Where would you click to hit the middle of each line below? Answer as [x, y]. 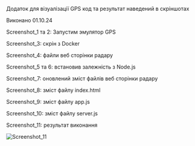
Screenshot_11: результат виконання [52, 125]
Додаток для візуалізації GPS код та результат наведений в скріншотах [98, 9]
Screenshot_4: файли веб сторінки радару [60, 55]
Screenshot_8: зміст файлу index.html [53, 90]
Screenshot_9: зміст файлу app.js [48, 102]
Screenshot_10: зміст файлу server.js [52, 113]
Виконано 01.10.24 [29, 20]
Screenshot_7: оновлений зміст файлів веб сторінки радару [82, 78]
